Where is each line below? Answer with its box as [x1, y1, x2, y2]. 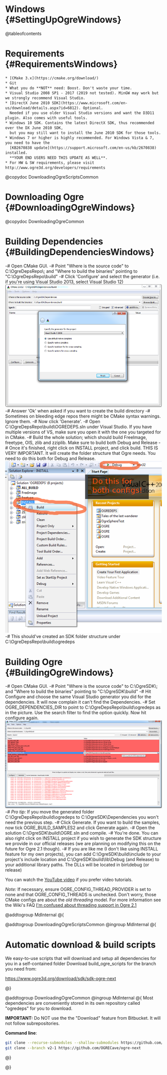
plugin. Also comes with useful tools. [5, 115, 88, 120]
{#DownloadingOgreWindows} [5, 202, 135, 214]
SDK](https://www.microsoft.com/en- [52, 101, 128, 106]
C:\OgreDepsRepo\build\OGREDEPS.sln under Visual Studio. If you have [5, 424, 152, 430]
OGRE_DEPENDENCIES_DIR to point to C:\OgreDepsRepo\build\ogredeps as [5, 704, 161, 710]
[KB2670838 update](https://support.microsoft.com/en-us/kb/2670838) [9, 145, 157, 150]
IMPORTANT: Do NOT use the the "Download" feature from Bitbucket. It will [5, 1015, 161, 1021]
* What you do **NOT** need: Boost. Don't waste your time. [5, 86, 133, 91]
